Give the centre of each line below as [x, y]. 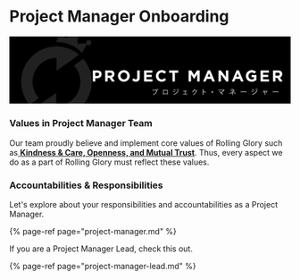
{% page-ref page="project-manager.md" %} [93, 232]
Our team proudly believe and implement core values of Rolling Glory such [146, 143]
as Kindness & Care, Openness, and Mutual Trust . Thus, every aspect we [146, 152]
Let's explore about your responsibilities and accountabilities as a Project [144, 205]
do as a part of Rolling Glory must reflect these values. [109, 162]
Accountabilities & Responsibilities [86, 185]
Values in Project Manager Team [81, 123]
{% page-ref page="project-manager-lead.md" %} [103, 267]
